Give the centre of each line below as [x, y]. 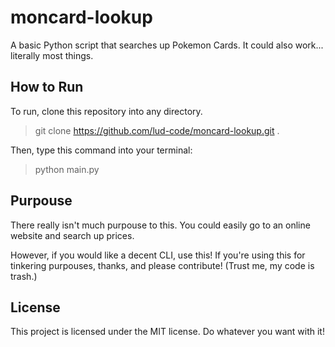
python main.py [67, 169]
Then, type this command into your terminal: [101, 150]
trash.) [24, 276]
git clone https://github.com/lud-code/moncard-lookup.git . [157, 130]
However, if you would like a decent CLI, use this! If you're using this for [158, 255]
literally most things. [52, 55]
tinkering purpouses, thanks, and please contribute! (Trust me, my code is [162, 265]
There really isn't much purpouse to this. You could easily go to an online [160, 225]
